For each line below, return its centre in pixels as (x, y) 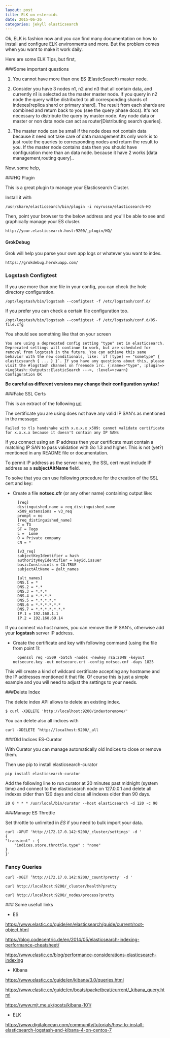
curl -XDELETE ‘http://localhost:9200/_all (52, 730)
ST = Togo (28, 529)
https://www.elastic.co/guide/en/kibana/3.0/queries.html (65, 980)
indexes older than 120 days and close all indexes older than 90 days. (78, 794)
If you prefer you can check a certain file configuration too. (67, 311)
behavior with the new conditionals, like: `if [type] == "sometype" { (82, 356)
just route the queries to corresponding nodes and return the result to (85, 142)
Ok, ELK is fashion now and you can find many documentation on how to (81, 39)
